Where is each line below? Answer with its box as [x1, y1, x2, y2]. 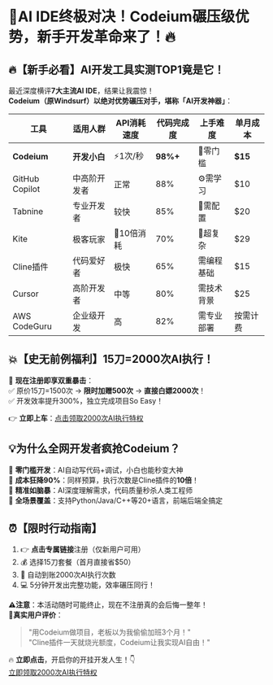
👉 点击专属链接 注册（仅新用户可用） [19, 544, 145, 554]
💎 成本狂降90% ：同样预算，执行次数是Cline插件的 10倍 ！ [8, 475, 199, 485]
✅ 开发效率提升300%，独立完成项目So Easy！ [8, 395, 164, 405]
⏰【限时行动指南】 [8, 521, 103, 535]
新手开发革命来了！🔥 [37, 28, 176, 46]
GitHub [12, 173, 40, 184]
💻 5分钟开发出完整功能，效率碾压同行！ [19, 580, 156, 590]
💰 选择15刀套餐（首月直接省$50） [19, 557, 136, 567]
